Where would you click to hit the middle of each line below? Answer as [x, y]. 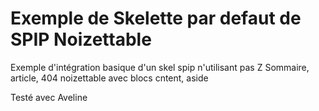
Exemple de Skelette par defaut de [156, 18]
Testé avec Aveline [49, 97]
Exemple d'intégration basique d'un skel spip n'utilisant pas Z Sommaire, [160, 67]
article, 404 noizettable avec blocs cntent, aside [109, 78]
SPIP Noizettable [81, 39]
